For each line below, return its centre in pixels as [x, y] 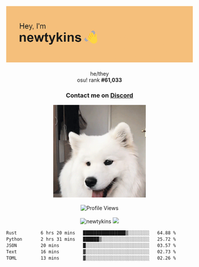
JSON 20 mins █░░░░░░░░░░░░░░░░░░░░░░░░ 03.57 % [91, 246]
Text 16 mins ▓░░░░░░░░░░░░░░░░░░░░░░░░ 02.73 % [91, 252]
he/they [99, 74]
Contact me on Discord [99, 95]
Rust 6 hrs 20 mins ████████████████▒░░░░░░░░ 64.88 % [91, 233]
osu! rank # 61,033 [99, 80]
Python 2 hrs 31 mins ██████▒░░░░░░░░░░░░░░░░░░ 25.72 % [91, 239]
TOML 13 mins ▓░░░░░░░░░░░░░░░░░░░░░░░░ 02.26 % [91, 258]
